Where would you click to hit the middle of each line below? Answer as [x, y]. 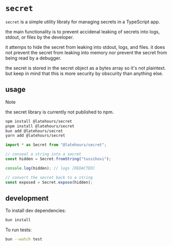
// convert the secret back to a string [49, 177]
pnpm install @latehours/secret [40, 126]
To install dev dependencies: [36, 211]
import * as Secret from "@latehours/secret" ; [56, 145]
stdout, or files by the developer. [40, 37]
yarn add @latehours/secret [35, 136]
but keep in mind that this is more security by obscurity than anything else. [84, 73]
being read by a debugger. [33, 58]
